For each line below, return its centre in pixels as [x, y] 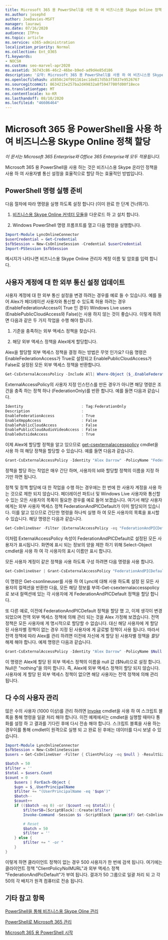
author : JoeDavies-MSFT [30, 19]
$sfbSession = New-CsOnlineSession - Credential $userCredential [73, 244]
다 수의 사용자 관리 [32, 698]
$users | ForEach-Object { [42, 782]
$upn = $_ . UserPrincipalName [44, 787]
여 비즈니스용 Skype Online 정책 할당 [78, 142]
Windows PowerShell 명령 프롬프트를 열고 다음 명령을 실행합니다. [77, 225]
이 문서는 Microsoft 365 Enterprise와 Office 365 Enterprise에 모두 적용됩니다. [83, 157]
